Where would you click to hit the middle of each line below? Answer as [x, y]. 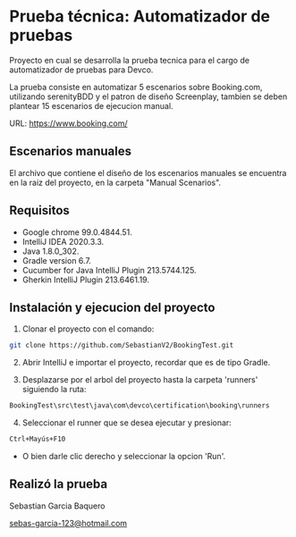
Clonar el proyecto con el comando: [88, 329]
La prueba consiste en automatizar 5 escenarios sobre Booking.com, [136, 87]
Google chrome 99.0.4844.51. [77, 232]
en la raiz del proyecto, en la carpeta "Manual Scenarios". [115, 182]
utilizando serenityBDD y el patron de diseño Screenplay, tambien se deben [148, 96]
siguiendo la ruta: [54, 390]
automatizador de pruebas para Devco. [81, 70]
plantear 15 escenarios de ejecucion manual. [91, 105]
